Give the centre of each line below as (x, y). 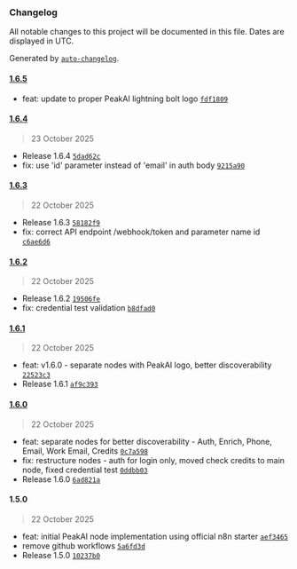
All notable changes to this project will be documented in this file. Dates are (147, 32)
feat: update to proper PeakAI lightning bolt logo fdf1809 (125, 99)
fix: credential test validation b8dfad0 (89, 308)
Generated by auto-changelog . (64, 59)
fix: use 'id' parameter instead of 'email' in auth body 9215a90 (133, 165)
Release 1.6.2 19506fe (61, 298)
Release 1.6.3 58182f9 (61, 222)
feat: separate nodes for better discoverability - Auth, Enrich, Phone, (147, 441)
